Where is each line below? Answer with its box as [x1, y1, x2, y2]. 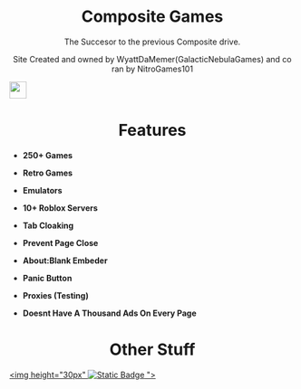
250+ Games [22, 149, 73, 160]
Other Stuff [109, 339, 196, 360]
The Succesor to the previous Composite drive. [63, 36, 241, 47]
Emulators [22, 185, 63, 195]
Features [118, 120, 187, 141]
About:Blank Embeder [22, 255, 108, 266]
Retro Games [22, 167, 73, 178]
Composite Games [81, 6, 224, 27]
